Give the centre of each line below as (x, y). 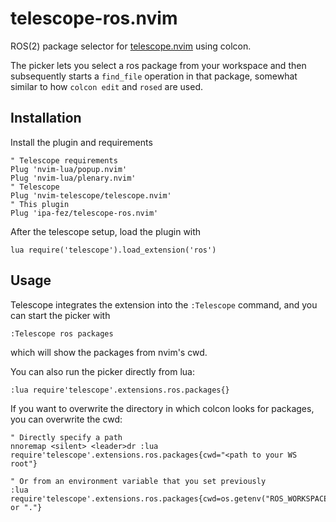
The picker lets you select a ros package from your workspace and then (158, 65)
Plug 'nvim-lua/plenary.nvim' (73, 178)
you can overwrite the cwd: (66, 419)
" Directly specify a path (66, 437)
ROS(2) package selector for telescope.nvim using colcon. (131, 46)
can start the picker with (60, 315)
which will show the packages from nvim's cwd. (109, 352)
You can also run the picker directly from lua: (103, 371)
